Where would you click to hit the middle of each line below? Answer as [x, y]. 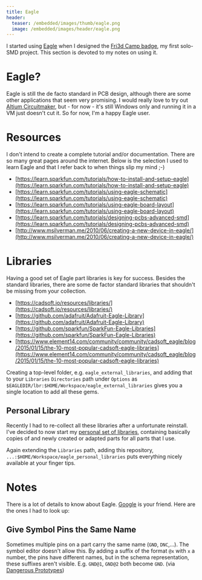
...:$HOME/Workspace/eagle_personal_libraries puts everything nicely [94, 456]
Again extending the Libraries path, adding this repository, [80, 450]
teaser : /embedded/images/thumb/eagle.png [66, 23]
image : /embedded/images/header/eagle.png [66, 29]
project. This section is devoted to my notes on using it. [89, 53]
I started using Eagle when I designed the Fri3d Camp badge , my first [93, 46]
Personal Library [38, 411]
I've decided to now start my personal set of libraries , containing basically [98, 432]
